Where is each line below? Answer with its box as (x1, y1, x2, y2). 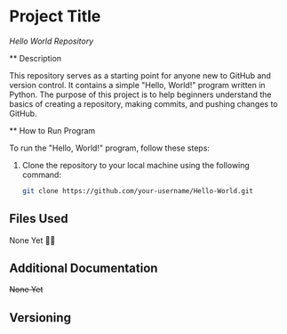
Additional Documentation (9, 261, 158, 276)
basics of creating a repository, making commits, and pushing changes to (9, 98, 278, 109)
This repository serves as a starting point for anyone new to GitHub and (9, 69, 271, 81)
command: (21, 169, 62, 180)
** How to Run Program (9, 125, 96, 135)
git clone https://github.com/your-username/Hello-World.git (21, 186, 254, 195)
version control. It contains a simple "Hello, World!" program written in (9, 79, 266, 90)
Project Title (9, 6, 101, 27)
